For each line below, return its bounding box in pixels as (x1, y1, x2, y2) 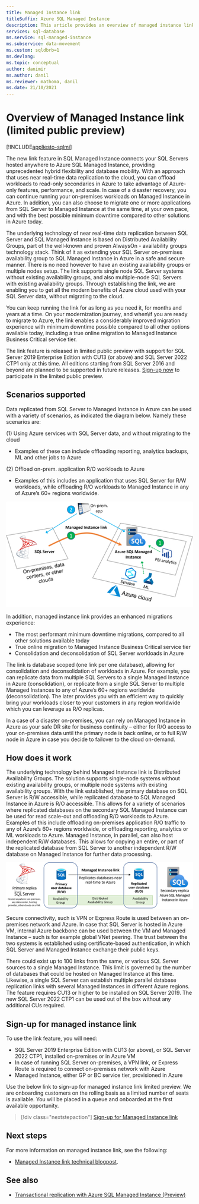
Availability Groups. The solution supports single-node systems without (6, 775, 181, 782)
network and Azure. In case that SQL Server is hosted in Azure (30, 921, 182, 928)
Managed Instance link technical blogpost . (14, 1158, 118, 1165)
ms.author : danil (6, 72, 49, 78)
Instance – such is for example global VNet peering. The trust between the (6, 934, 188, 941)
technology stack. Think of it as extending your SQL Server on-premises (6, 248, 182, 256)
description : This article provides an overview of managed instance (6, 22, 182, 28)
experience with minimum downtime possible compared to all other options (6, 323, 190, 330)
